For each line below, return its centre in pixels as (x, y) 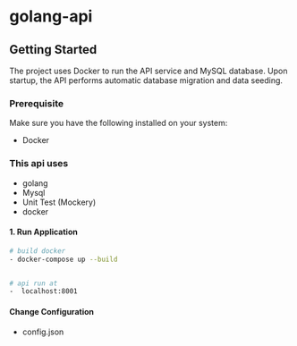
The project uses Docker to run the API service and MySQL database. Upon (148, 71)
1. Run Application (43, 232)
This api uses (39, 164)
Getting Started (53, 50)
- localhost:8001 (43, 291)
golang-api (51, 17)
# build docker (38, 251)
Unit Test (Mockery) (59, 202)
